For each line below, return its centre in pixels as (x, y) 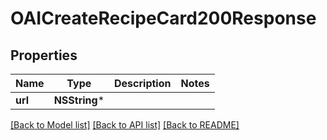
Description (143, 83)
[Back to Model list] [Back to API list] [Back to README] (125, 125)
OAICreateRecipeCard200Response (163, 18)
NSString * (79, 100)
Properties (44, 55)
